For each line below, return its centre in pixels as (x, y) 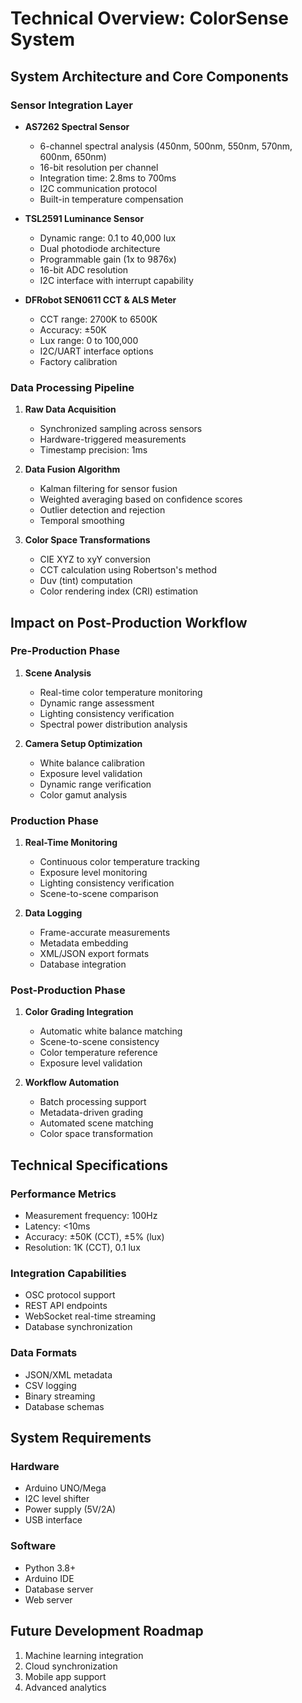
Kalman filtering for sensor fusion (108, 489)
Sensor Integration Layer (71, 105)
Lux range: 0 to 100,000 (89, 340)
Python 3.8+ (50, 1568)
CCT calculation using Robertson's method (128, 570)
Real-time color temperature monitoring (121, 692)
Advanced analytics (65, 1687)
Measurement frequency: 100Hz (91, 1216)
